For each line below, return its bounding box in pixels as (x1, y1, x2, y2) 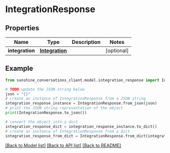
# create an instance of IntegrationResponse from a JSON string (5, 96, 146, 101)
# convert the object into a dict (5, 119, 78, 124)
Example (5, 64, 33, 73)
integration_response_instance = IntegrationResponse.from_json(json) (5, 101, 157, 106)
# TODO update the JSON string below (5, 87, 85, 92)
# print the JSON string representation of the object (5, 106, 123, 111)
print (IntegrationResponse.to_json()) (5, 110, 87, 116)
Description (71, 39, 101, 45)
